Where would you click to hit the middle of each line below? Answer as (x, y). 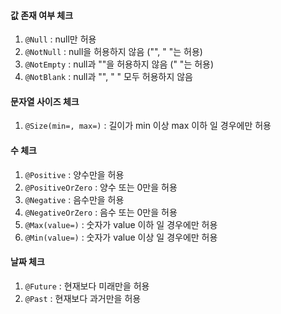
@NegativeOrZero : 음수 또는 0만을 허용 (101, 212)
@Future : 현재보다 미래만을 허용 (87, 286)
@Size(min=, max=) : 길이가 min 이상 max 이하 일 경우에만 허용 (148, 126)
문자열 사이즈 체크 (45, 101)
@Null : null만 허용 (60, 39)
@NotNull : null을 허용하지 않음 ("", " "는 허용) (113, 52)
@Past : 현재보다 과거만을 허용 (83, 298)
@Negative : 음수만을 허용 (74, 199)
